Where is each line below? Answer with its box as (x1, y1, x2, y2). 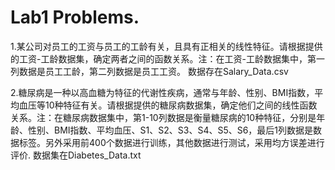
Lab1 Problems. (10, 6, 140, 29)
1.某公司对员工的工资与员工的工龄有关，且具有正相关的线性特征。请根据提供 (10, 40, 323, 52)
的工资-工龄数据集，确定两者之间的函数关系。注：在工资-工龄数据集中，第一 (10, 52, 325, 65)
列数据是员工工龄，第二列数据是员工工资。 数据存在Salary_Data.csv (10, 65, 289, 77)
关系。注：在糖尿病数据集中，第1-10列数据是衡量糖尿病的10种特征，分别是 (10, 111, 317, 123)
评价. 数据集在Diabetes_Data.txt (10, 149, 142, 161)
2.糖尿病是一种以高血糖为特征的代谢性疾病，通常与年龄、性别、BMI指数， (10, 86, 315, 98)
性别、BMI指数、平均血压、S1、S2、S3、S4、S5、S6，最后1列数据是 (27, 124, 314, 136)
